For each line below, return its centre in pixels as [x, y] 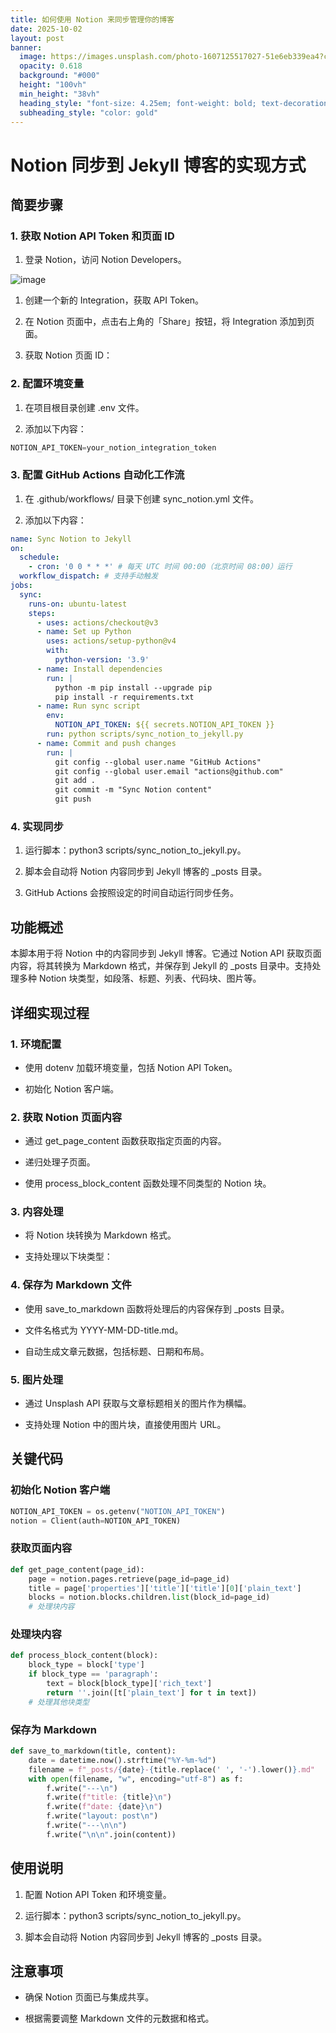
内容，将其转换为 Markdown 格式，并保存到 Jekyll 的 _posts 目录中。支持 [161, 966]
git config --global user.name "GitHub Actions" [158, 762]
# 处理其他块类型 [59, 1702]
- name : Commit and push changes [106, 743]
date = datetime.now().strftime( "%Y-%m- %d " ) [122, 1760]
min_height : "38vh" [60, 94]
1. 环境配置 [36, 1044]
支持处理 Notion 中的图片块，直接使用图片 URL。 [125, 1425]
